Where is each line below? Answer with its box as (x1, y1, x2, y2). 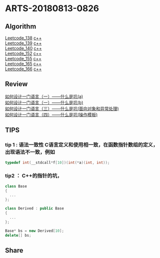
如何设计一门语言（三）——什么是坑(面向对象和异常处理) (5, 105, 119, 112)
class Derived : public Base (5, 206, 64, 211)
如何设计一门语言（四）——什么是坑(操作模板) (5, 112, 98, 117)
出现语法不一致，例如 (5, 149, 55, 156)
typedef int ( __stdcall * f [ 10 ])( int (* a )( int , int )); (5, 160, 110, 165)
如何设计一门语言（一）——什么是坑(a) (5, 93, 84, 99)
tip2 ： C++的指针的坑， (5, 173, 62, 179)
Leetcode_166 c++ (5, 66, 42, 72)
